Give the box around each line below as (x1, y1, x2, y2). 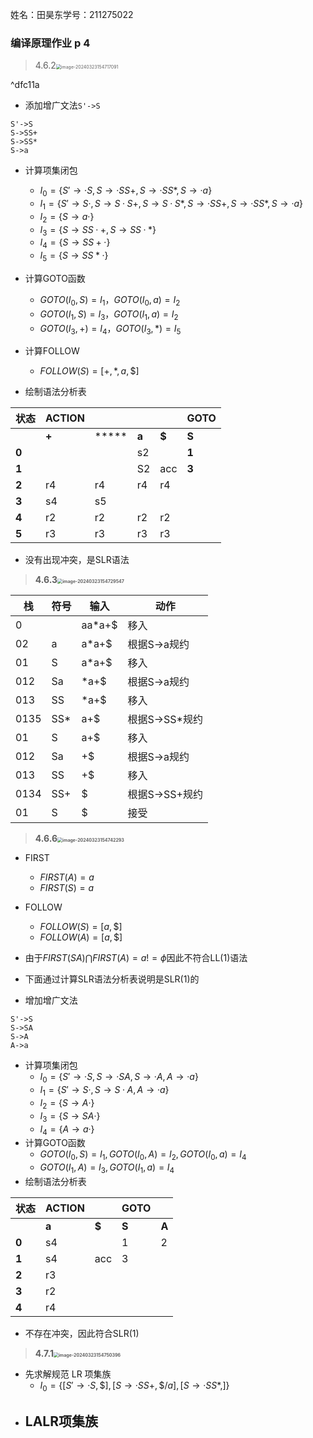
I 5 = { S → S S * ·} (39, 249, 109, 264)
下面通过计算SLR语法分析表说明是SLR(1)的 (24, 973, 200, 985)
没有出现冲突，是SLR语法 (24, 554, 130, 566)
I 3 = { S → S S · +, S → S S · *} (39, 223, 157, 238)
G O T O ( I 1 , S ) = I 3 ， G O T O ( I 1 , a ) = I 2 (39, 308, 179, 322)
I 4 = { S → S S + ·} (39, 236, 111, 251)
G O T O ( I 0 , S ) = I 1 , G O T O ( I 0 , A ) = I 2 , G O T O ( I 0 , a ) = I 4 (39, 1148, 247, 1163)
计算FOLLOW (24, 345, 80, 357)
